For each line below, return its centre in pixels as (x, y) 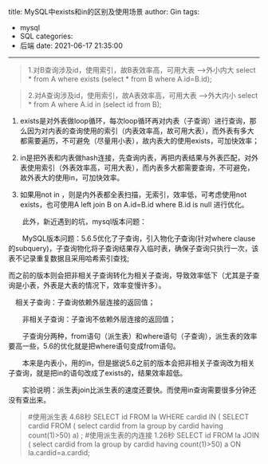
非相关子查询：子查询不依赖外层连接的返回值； (99, 319)
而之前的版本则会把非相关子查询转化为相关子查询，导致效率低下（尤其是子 (130, 275)
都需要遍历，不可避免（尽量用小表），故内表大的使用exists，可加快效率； (139, 141)
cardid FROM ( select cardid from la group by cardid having (125, 426)
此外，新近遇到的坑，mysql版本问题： (85, 221)
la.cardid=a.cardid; (59, 452)
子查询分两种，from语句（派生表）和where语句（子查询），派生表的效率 (140, 336)
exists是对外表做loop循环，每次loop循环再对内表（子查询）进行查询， (134, 121)
